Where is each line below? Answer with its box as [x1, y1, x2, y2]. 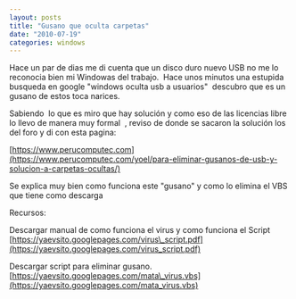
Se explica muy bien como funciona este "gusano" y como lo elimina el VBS [9, 180, 288, 192]
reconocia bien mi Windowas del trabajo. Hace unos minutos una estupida [9, 72, 284, 83]
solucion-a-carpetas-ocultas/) [9, 163, 121, 174]
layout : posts [9, 12, 62, 22]
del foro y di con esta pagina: [9, 127, 117, 138]
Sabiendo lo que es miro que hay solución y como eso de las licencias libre [9, 108, 287, 119]
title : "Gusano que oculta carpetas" [9, 21, 150, 30]
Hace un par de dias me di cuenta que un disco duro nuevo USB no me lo [9, 62, 279, 73]
